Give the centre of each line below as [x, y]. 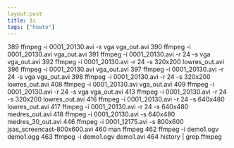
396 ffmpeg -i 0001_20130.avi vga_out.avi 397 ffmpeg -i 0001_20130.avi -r [116, 69]
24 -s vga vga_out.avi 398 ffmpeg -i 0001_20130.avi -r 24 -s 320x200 [109, 77]
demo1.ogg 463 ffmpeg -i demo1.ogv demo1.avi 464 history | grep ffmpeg [115, 137]
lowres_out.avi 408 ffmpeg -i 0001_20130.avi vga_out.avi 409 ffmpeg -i [111, 85]
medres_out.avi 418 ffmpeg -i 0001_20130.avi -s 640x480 [91, 114]
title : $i [22, 20]
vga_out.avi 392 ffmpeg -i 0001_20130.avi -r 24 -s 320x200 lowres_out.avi [116, 62]
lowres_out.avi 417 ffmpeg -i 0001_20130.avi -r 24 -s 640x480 [98, 107]
